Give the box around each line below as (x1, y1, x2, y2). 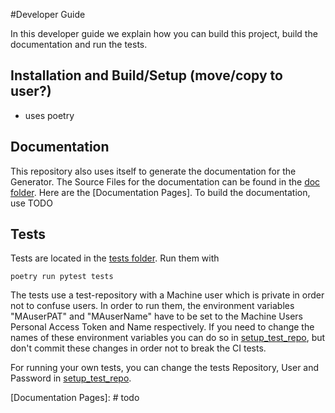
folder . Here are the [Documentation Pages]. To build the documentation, (10, 186, 311, 198)
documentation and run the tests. (10, 39, 148, 50)
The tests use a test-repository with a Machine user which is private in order (10, 289, 325, 301)
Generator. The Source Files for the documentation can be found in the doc (10, 175, 321, 188)
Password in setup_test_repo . (10, 372, 132, 384)
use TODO (10, 197, 53, 209)
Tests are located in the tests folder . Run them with (10, 252, 220, 264)
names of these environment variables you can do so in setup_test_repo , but (10, 332, 326, 344)
